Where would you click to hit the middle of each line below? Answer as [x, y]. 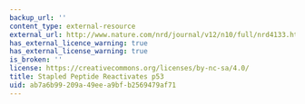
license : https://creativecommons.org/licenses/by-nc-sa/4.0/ [129, 69]
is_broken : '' [36, 60]
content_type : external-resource [73, 26]
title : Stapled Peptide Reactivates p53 [87, 77]
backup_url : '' [38, 18]
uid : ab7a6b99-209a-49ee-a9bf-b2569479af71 [93, 85]
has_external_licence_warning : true [79, 43]
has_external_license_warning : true [79, 52]
